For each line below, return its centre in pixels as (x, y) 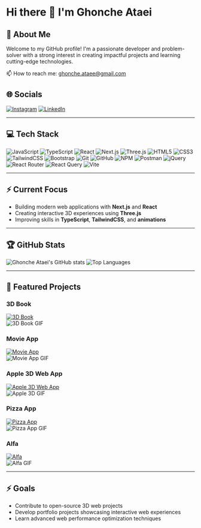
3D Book (19, 304)
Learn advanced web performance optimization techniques (88, 518)
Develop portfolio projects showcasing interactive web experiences (98, 512)
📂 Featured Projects (44, 287)
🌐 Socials (25, 94)
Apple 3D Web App (34, 374)
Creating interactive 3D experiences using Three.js (78, 213)
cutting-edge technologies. (40, 61)
